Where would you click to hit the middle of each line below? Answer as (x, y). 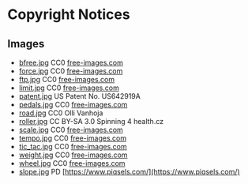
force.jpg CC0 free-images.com (71, 71)
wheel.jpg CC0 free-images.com (72, 163)
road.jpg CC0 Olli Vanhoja (61, 113)
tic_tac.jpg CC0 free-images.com (73, 146)
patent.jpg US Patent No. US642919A (80, 96)
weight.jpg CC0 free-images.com (73, 155)
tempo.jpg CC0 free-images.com (73, 138)
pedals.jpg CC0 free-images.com (73, 105)
